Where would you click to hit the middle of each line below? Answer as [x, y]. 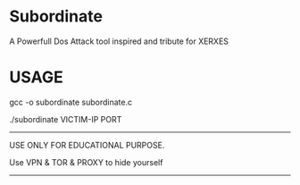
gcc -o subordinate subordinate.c [71, 102]
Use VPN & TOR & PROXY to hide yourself [86, 162]
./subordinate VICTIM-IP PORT [66, 119]
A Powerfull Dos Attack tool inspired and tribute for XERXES [119, 41]
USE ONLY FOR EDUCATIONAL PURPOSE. [87, 145]
